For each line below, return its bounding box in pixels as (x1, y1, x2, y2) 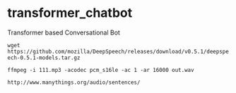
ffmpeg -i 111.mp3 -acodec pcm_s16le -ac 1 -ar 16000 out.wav (7, 66, 194, 73)
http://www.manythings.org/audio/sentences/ (7, 79, 141, 86)
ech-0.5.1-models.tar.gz (7, 54, 81, 61)
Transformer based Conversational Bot (7, 28, 120, 37)
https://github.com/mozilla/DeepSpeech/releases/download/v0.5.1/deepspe (7, 48, 230, 55)
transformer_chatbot (7, 5, 133, 21)
